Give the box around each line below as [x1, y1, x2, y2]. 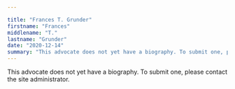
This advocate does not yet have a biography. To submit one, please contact [7, 67, 228, 76]
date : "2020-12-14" [7, 42, 64, 49]
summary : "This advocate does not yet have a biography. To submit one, [7, 49, 224, 56]
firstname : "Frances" [7, 22, 71, 30]
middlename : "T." [7, 29, 58, 36]
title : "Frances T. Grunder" [7, 16, 92, 23]
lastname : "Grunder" [7, 35, 68, 42]
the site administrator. [7, 75, 70, 83]
